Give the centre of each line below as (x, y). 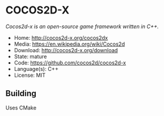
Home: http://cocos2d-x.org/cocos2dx (61, 37)
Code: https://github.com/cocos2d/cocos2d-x (70, 63)
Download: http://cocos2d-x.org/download (66, 50)
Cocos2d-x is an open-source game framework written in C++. (82, 26)
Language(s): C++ (36, 69)
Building (21, 93)
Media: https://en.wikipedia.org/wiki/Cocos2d (69, 44)
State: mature (31, 56)
